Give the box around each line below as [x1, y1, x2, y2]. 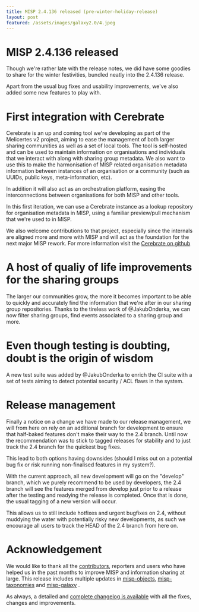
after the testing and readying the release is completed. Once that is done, [6, 491, 188, 499]
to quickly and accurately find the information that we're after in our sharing [6, 299, 191, 307]
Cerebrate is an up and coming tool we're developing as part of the [6, 130, 170, 137]
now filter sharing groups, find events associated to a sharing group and [6, 312, 183, 319]
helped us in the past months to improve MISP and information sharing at [6, 569, 185, 576]
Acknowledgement [6, 543, 102, 556]
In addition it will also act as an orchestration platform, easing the [6, 185, 166, 193]
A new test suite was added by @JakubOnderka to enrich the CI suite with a [6, 371, 192, 378]
